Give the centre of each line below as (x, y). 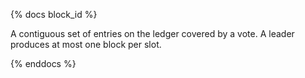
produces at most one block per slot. (86, 44)
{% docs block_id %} (54, 14)
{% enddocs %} (43, 63)
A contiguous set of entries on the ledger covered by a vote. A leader (152, 33)
